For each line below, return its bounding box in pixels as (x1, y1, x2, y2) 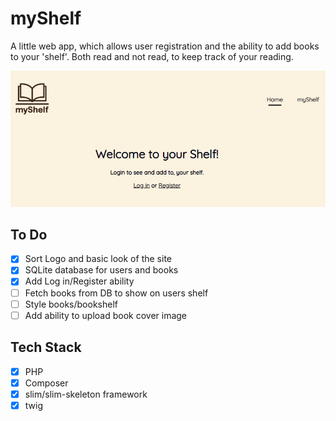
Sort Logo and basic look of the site (24, 253, 172, 265)
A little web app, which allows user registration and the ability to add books (10, 40, 320, 52)
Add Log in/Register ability (24, 275, 135, 287)
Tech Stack (10, 339, 82, 356)
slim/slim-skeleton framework (24, 388, 148, 400)
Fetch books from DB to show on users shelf (24, 287, 209, 299)
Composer (24, 377, 69, 389)
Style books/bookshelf (24, 298, 118, 310)
